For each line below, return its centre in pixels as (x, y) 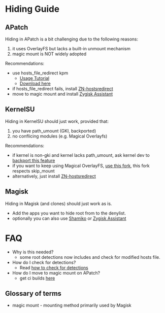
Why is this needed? (33, 252)
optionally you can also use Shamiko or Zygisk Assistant (69, 218)
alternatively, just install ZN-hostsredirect (54, 176)
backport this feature (33, 160)
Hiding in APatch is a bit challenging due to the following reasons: (72, 39)
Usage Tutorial (34, 78)
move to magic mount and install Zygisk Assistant (63, 94)
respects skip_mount (33, 171)
